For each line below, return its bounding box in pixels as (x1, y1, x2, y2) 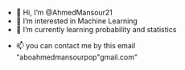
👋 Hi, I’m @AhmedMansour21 (15, 8, 113, 17)
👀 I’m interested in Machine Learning (15, 16, 138, 26)
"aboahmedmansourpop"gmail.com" (15, 52, 138, 62)
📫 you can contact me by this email (15, 41, 136, 50)
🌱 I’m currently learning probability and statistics (15, 25, 177, 34)
